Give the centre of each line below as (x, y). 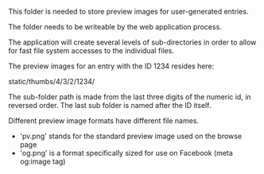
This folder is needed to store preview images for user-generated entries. (128, 12)
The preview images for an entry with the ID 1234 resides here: (111, 66)
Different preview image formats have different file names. (104, 121)
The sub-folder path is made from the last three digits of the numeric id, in (130, 97)
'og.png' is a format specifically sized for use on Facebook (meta (126, 153)
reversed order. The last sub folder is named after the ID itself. (110, 105)
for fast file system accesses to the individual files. (91, 50)
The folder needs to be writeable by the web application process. (115, 27)
